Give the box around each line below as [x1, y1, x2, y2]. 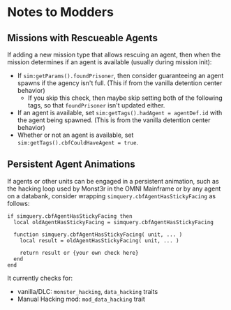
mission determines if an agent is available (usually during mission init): [7, 58, 212, 66]
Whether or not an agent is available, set [17, 131, 134, 139]
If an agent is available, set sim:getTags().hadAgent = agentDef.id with [17, 109, 223, 117]
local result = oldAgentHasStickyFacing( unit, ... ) [20, 237, 179, 244]
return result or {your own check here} [20, 249, 139, 256]
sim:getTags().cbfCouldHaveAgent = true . [17, 138, 138, 147]
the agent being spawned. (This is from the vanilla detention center [17, 116, 211, 124]
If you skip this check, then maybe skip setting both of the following [27, 94, 223, 102]
